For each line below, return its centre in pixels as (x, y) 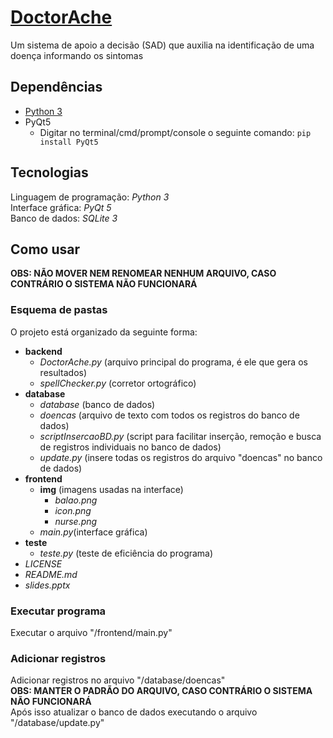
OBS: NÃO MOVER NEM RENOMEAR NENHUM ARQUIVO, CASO (143, 273)
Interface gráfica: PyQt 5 (61, 207)
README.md (51, 574)
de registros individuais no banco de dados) (130, 447)
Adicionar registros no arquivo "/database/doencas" (118, 680)
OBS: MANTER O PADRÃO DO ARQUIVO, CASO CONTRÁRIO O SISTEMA (161, 691)
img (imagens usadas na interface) (111, 489)
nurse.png (76, 521)
